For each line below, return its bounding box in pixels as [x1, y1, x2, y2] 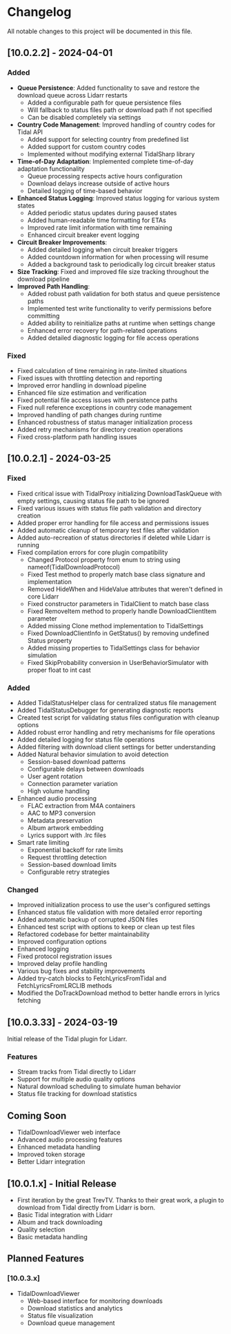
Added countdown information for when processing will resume [27, 253, 209, 261]
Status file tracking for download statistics [17, 1090, 137, 1098]
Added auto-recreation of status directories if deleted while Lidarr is [17, 533, 211, 542]
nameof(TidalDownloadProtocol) [27, 563, 121, 571]
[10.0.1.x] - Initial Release [7, 1178, 117, 1189]
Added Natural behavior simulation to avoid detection [17, 750, 169, 758]
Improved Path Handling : [17, 282, 90, 291]
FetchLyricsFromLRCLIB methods [17, 982, 112, 990]
